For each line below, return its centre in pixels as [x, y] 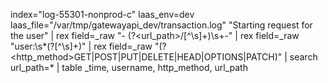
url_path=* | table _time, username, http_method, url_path [129, 67]
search [303, 57]
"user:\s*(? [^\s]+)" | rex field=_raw [81, 46]
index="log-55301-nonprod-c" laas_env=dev [102, 14]
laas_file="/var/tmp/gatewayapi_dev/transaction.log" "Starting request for [161, 25]
